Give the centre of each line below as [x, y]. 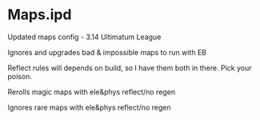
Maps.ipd [40, 15]
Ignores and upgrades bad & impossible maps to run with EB [107, 52]
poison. [20, 76]
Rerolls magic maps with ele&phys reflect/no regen [92, 92]
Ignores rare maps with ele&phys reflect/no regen [89, 107]
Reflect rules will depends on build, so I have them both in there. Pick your [130, 68]
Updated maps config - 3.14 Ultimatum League [84, 37]
